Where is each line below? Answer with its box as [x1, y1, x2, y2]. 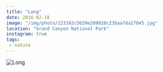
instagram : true [6, 31, 47, 37]
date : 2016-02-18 [6, 14, 50, 20]
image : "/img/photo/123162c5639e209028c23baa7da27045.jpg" [6, 20, 158, 26]
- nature [8, 43, 31, 49]
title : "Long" [6, 8, 42, 15]
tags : [6, 37, 20, 43]
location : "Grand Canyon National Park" [6, 25, 110, 32]
